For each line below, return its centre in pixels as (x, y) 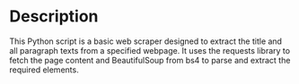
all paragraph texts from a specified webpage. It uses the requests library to (149, 50)
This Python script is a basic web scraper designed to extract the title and (146, 41)
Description (54, 17)
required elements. (44, 70)
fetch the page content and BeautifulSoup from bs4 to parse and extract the (150, 60)
